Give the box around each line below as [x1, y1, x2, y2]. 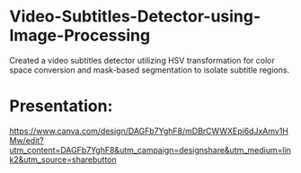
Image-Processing [9, 25, 151, 46]
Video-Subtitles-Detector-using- [9, 6, 261, 27]
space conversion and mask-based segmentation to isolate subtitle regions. [9, 65, 290, 75]
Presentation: [9, 96, 113, 117]
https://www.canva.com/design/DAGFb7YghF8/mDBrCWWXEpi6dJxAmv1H [9, 125, 289, 136]
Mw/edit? [9, 134, 45, 145]
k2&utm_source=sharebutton [9, 154, 117, 165]
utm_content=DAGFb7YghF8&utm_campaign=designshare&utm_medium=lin [9, 144, 292, 155]
